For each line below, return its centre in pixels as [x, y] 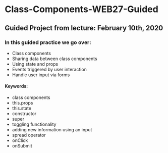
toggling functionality [34, 124]
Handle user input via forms [41, 75]
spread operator [29, 135]
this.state [21, 108]
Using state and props [35, 64]
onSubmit [22, 146]
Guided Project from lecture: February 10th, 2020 [84, 28]
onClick [20, 140]
